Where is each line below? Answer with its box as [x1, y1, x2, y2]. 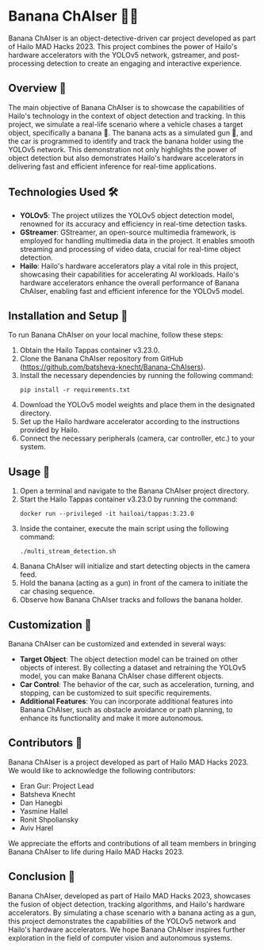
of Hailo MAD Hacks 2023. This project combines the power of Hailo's [8, 41, 238, 51]
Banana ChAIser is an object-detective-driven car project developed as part [8, 33, 256, 43]
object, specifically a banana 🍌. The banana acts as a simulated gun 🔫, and [8, 128, 253, 137]
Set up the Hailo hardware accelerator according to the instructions [19, 417, 240, 426]
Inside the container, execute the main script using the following [19, 524, 229, 533]
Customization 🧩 [8, 618, 92, 631]
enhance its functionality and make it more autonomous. [19, 713, 204, 723]
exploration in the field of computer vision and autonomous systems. [8, 933, 232, 942]
